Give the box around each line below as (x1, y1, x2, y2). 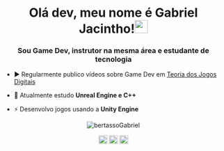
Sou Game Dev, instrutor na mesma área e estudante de (17, 46, 210, 56)
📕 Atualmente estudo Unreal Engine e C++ (13, 91, 137, 100)
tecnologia (95, 54, 132, 64)
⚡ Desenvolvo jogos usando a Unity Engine (13, 105, 139, 113)
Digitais (13, 78, 36, 86)
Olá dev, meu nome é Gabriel (29, 5, 198, 21)
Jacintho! (79, 21, 136, 37)
